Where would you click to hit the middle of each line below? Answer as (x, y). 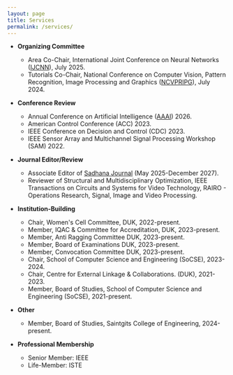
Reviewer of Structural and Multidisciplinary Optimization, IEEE (118, 181)
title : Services (31, 20)
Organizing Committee (51, 47)
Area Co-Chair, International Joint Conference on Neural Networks (123, 60)
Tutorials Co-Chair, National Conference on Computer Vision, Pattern (127, 75)
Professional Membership (55, 344)
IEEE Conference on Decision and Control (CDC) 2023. (106, 131)
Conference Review (46, 103)
